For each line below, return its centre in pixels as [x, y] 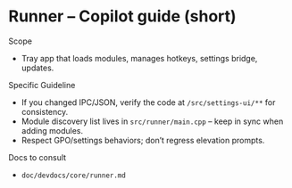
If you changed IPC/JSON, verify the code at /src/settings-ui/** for [148, 102]
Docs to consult [38, 157]
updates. [38, 68]
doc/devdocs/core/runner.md [73, 176]
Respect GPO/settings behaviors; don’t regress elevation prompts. [143, 140]
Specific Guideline [42, 85]
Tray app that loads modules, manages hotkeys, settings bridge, [139, 58]
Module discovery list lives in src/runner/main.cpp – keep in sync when [152, 121]
